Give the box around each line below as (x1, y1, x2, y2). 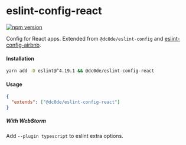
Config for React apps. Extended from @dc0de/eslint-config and (6, 35, 164, 42)
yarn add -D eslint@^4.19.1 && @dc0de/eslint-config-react (6, 68, 155, 74)
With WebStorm (6, 117, 46, 124)
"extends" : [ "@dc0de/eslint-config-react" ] (11, 99, 120, 106)
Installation (6, 55, 34, 62)
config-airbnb (6, 41, 40, 48)
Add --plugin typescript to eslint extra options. (6, 132, 124, 139)
